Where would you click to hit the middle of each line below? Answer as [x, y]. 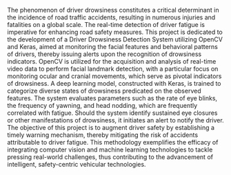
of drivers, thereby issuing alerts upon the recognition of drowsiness [104, 54]
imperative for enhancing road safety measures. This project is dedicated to [115, 32]
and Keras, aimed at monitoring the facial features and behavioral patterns [113, 47]
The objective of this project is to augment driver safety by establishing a [111, 128]
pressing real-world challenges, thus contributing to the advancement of [110, 157]
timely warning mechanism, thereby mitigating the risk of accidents [103, 135]
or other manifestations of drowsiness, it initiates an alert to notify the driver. [115, 120]
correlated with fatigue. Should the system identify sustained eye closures [113, 113]
